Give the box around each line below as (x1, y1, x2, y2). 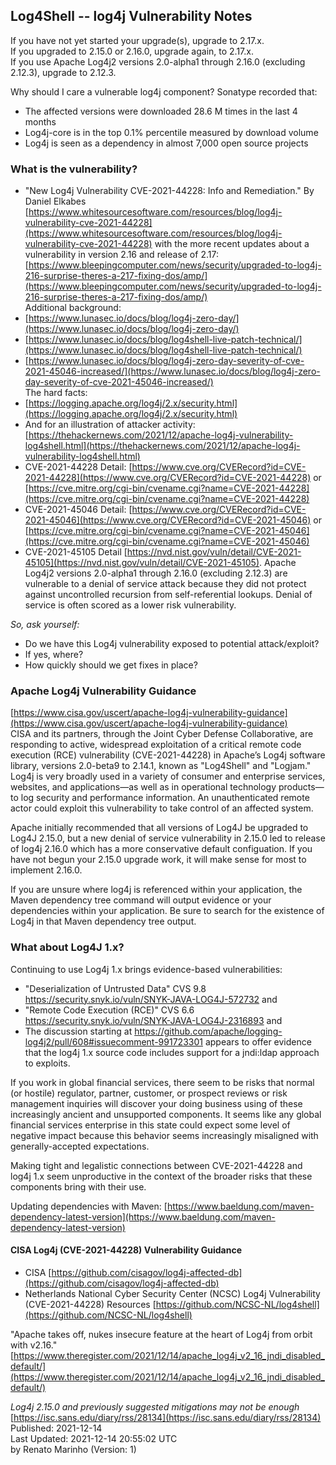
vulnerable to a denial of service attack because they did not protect (24, 578, 307, 590)
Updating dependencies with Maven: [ (10, 1200, 168, 1212)
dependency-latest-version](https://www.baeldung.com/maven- (10, 1210, 276, 1223)
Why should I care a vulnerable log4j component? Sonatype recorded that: (10, 85, 318, 98)
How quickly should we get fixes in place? (24, 659, 198, 671)
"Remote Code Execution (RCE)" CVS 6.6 (24, 1004, 195, 1016)
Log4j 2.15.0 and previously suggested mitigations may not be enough (10, 1400, 300, 1413)
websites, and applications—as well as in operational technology (10, 781, 277, 793)
